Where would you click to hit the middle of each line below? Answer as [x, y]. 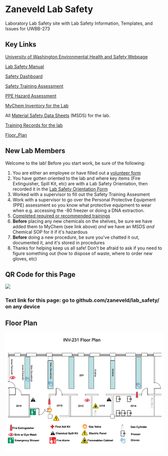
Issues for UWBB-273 [28, 28]
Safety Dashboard [24, 76]
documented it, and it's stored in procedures [59, 242]
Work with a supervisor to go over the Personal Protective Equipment [84, 199]
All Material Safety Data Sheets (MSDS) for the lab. [58, 115]
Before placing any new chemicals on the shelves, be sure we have [82, 221]
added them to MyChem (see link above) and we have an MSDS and [83, 226]
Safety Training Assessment [34, 86]
